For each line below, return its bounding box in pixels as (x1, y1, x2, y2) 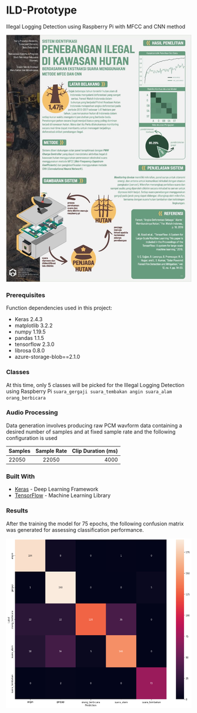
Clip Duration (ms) (72, 448, 118, 455)
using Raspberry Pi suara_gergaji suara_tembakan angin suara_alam (6, 388, 172, 395)
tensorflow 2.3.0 (14, 341, 55, 348)
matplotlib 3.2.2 (14, 322, 53, 329)
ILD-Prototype (6, 4, 78, 17)
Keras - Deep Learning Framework (14, 486, 99, 493)
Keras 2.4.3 (14, 316, 43, 323)
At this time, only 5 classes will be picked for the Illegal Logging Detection (6, 381, 185, 388)
